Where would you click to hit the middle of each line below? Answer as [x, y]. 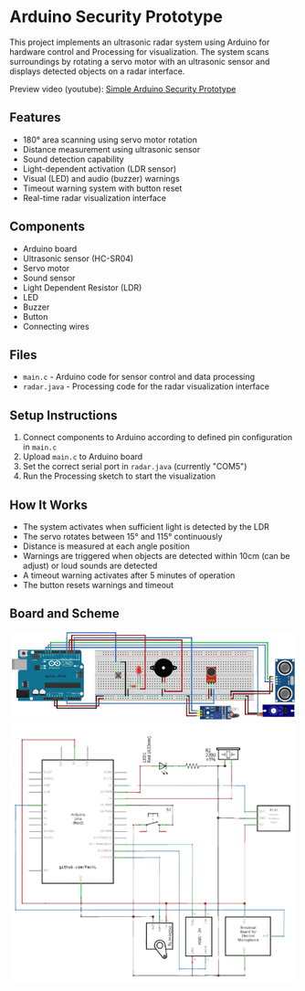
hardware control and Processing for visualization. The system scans [139, 51]
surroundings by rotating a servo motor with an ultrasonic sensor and [140, 61]
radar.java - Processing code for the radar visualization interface [146, 386]
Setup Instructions [63, 415]
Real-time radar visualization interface [95, 197]
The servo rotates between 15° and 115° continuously [122, 537]
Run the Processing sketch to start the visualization [119, 476]
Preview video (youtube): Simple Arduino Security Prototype [123, 89]
